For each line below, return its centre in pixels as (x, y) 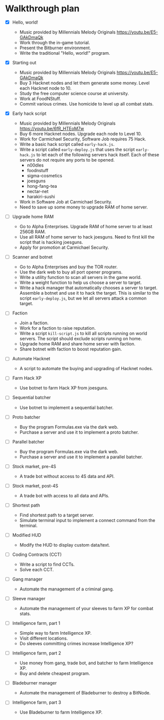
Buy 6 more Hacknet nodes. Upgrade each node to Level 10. (81, 134)
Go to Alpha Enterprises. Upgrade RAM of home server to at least (86, 227)
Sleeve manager (29, 599)
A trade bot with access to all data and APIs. (65, 495)
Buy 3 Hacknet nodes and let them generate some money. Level (84, 83)
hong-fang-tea (42, 186)
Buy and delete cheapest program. (55, 674)
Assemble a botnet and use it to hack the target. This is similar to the (89, 293)
